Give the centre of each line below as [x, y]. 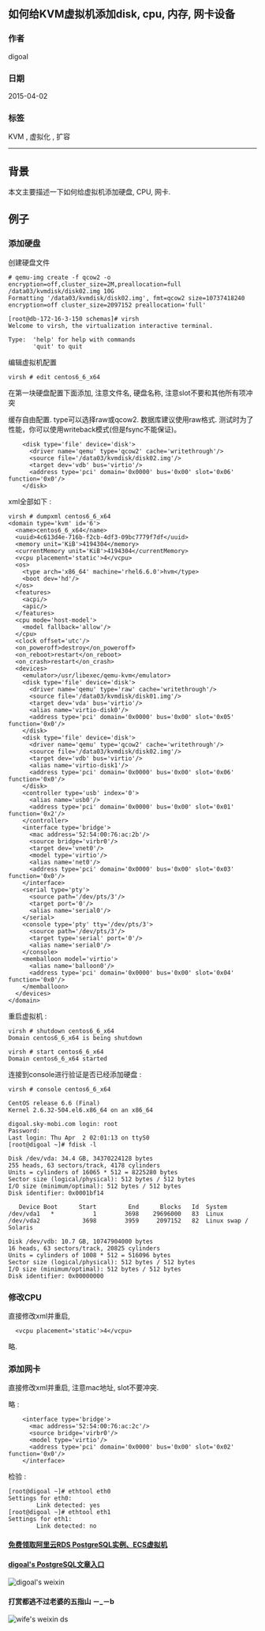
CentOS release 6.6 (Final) [54, 1103]
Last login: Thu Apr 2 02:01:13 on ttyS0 [79, 1138]
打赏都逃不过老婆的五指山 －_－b [61, 1601]
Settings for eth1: [40, 1520]
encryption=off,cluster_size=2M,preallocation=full [95, 284]
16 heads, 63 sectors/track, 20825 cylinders [84, 1248]
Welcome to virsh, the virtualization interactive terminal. [111, 326]
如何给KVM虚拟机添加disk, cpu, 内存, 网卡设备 [121, 14]
